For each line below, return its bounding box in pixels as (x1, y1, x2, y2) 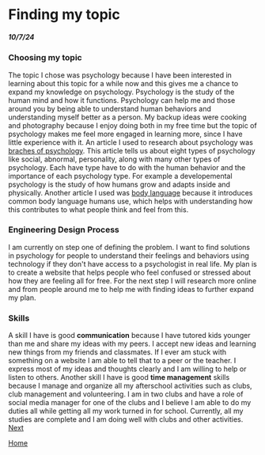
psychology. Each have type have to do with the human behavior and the (8, 162, 246, 172)
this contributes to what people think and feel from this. (8, 204, 189, 214)
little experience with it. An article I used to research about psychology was (8, 137, 253, 147)
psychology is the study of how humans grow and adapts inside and (8, 180, 231, 189)
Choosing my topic (8, 52, 82, 63)
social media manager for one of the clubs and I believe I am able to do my (8, 398, 252, 408)
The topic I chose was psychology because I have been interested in (8, 70, 232, 80)
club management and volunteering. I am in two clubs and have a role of (8, 389, 244, 399)
